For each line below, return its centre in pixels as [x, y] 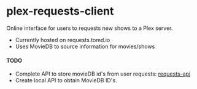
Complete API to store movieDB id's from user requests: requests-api [103, 74]
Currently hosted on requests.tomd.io [63, 40]
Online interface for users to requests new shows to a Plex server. [90, 28]
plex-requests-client [60, 11]
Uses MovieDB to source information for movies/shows [85, 46]
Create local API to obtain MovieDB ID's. [66, 80]
